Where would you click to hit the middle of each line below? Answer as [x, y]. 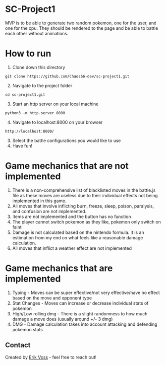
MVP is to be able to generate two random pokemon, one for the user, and [81, 23]
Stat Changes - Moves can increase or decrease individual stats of [80, 303]
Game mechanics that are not [67, 166]
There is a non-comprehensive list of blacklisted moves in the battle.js [84, 190]
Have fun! [22, 146]
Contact [18, 345]
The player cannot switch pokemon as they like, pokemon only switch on [86, 221]
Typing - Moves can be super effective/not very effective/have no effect [86, 292]
